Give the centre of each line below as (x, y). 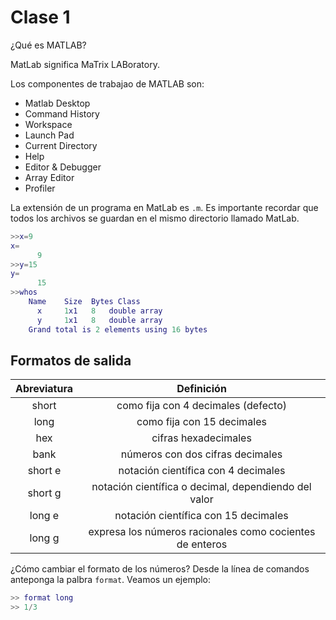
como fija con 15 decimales (201, 422)
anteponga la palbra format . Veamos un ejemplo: (111, 580)
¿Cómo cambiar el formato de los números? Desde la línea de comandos (160, 569)
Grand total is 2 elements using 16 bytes (118, 329)
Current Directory (61, 145)
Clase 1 (40, 17)
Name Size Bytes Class (84, 302)
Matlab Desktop (57, 103)
